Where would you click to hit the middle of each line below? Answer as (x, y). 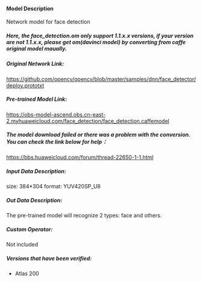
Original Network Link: (35, 64)
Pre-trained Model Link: (37, 99)
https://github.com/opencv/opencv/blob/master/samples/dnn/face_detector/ (101, 79)
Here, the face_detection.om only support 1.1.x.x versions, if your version (100, 36)
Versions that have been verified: (49, 258)
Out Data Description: (34, 200)
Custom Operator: (30, 229)
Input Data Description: (36, 171)
